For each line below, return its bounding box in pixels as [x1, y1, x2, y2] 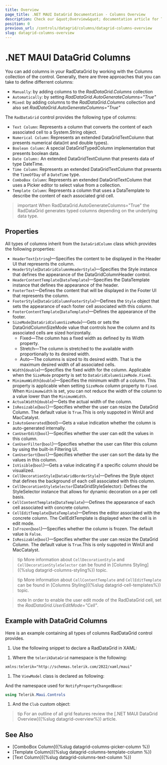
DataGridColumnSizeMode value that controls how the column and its [12, 324, 155, 330]
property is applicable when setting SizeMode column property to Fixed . [12, 382, 158, 389]
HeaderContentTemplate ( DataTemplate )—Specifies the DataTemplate [12, 277, 150, 283]
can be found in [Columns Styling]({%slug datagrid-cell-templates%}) [17, 582, 161, 588]
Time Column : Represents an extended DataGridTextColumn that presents [12, 166, 162, 172]
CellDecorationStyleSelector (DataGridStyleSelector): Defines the [12, 483, 148, 489]
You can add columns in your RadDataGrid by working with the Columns [5, 68, 153, 74]
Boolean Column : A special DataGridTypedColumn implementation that [12, 145, 155, 151]
